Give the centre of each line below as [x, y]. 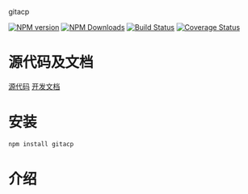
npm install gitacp [41, 144]
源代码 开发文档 [34, 86]
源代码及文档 [51, 63]
